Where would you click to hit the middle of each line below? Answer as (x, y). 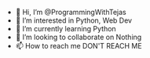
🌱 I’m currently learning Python (66, 29)
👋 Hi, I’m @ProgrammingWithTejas (71, 12)
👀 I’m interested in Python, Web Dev (73, 20)
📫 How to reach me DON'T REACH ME (79, 46)
